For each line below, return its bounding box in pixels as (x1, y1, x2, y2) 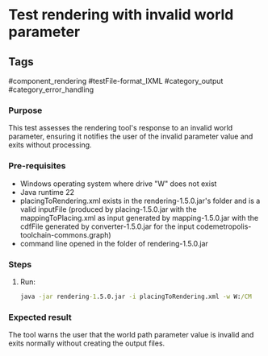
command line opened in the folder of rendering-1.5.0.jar (19, 238, 208, 248)
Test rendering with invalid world (8, 6, 234, 24)
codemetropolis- (196, 221, 252, 231)
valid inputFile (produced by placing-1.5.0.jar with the (19, 204, 198, 214)
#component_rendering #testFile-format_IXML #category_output (8, 77, 224, 85)
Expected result (8, 312, 72, 323)
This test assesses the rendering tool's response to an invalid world (8, 123, 233, 133)
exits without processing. (8, 140, 92, 150)
